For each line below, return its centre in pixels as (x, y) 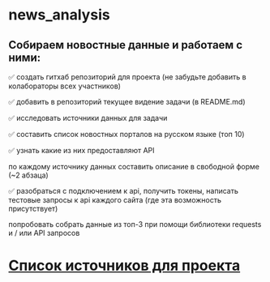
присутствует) (33, 209)
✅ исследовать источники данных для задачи (88, 118)
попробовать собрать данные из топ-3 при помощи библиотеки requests (135, 224)
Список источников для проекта (124, 266)
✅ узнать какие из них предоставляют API (81, 150)
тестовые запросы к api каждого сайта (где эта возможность (115, 200)
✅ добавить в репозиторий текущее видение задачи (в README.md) (127, 102)
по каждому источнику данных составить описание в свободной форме (134, 167)
